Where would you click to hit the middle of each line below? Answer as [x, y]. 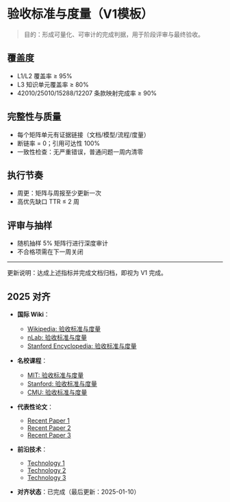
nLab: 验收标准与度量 [57, 337]
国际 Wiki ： [33, 314]
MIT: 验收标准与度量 [55, 375]
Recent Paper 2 [49, 428]
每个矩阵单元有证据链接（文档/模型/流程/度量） [83, 134]
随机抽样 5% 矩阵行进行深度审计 [62, 243]
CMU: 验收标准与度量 [57, 392]
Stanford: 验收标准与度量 [62, 384]
